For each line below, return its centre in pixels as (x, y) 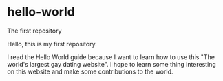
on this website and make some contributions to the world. (90, 71)
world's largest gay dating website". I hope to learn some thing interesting (112, 64)
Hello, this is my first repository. (52, 44)
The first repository (34, 31)
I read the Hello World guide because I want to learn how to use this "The (111, 57)
